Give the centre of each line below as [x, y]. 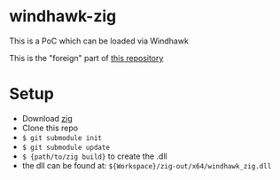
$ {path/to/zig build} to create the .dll [94, 156]
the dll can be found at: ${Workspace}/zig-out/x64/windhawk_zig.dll [147, 165]
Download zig [47, 118]
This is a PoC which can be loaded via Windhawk [99, 41]
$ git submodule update [66, 147]
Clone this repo [50, 128]
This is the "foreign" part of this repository [86, 58]
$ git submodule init [62, 138]
